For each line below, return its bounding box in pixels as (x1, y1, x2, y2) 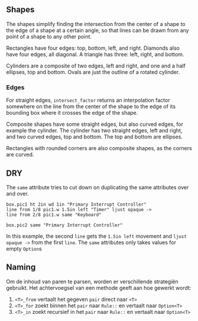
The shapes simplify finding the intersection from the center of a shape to (6, 20, 186, 27)
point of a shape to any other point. (6, 33, 92, 40)
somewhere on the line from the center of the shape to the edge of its (6, 103, 176, 110)
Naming (6, 262, 36, 273)
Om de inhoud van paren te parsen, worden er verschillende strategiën (6, 278, 178, 285)
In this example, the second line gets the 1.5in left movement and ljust (6, 232, 187, 239)
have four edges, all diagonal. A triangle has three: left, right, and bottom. (6, 50, 184, 58)
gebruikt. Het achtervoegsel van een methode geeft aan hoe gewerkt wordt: (6, 284, 191, 291)
